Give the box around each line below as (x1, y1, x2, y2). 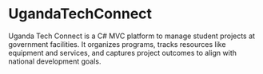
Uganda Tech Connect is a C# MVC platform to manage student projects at (8, 31, 256, 41)
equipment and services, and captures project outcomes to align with (8, 48, 237, 57)
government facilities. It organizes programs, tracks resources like (8, 39, 226, 49)
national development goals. (8, 56, 102, 66)
